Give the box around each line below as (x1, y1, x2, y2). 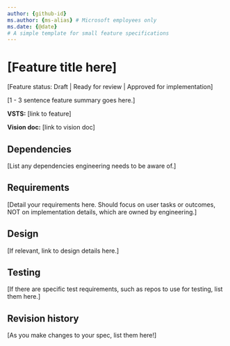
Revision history (7, 313, 79, 324)
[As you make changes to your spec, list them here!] (7, 331, 157, 340)
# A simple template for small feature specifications (7, 29, 170, 37)
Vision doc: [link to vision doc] (7, 123, 95, 132)
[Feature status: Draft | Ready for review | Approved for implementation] (7, 83, 213, 91)
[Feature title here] (7, 60, 117, 75)
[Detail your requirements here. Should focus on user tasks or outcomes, (7, 200, 215, 209)
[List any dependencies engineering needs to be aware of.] (7, 162, 176, 170)
